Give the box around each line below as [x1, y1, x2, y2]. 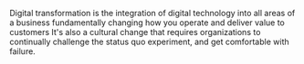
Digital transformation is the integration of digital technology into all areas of [9, 8, 296, 18]
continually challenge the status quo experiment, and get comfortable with [9, 36, 289, 47]
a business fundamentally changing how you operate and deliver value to [9, 17, 286, 28]
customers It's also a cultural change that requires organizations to [9, 27, 261, 37]
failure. [9, 46, 37, 57]
